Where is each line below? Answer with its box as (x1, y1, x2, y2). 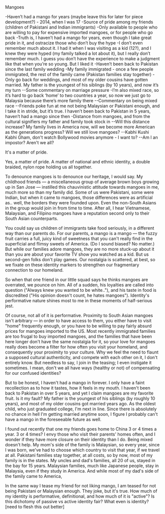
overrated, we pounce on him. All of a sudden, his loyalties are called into (5, 282, 154, 288)
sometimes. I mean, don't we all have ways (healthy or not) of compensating (5, 365, 160, 371)
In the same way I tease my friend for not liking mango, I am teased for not (5, 483, 156, 488)
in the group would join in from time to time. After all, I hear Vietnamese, (5, 205, 151, 211)
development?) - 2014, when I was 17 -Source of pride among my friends (5, 19, 154, 25)
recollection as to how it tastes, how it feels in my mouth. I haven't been (5, 385, 150, 391)
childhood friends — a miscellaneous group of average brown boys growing (5, 179, 159, 185)
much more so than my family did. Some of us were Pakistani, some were (5, 190, 154, 195)
